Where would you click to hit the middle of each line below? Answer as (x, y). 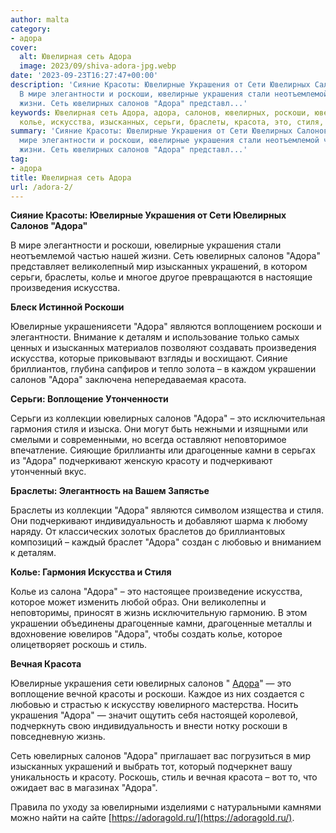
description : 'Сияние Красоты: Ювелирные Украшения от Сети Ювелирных (160, 85)
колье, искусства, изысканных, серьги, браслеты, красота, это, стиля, (172, 122)
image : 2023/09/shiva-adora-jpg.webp (98, 66)
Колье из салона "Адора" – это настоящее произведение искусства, (156, 592)
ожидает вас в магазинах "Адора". (84, 788)
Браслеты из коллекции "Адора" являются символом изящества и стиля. (167, 510)
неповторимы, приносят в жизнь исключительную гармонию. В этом (159, 613)
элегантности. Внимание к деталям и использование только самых (155, 337)
